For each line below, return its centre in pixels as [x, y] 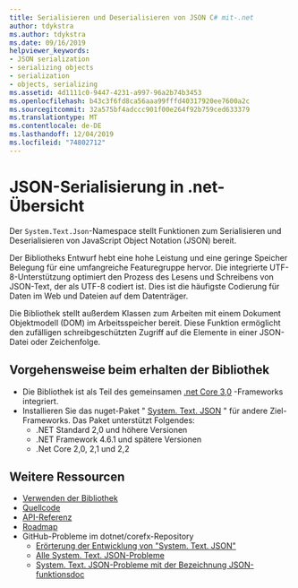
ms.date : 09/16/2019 [48, 43]
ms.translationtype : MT [54, 117]
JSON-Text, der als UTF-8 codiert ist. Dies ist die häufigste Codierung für [145, 286]
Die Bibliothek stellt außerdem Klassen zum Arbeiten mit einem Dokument [145, 313]
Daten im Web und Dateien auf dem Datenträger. [99, 296]
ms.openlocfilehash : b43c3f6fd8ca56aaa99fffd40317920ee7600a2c [130, 101]
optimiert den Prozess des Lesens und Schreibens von [174, 277]
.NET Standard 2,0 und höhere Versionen [111, 429]
